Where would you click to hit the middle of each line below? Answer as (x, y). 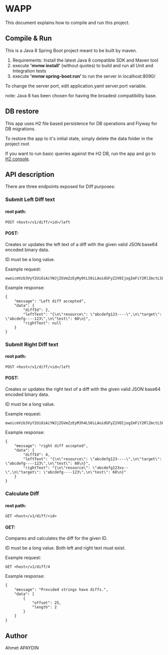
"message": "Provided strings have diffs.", (61, 590)
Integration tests (29, 71)
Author (16, 636)
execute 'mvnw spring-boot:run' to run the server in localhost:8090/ (84, 76)
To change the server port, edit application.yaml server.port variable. (76, 86)
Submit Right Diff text (32, 344)
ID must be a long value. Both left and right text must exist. (65, 548)
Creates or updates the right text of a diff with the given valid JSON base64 (83, 389)
